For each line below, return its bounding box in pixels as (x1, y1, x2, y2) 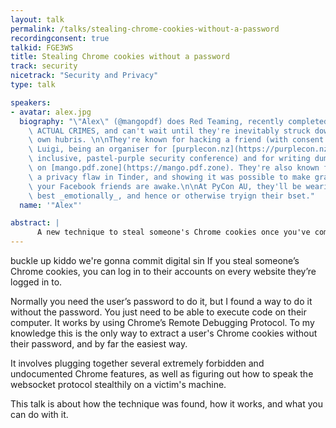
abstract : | (10, 218, 60, 228)
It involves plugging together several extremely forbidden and (10, 357, 265, 369)
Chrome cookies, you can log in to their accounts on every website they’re (10, 266, 317, 277)
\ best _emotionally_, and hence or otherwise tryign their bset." (28, 191, 315, 201)
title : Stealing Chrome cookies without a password (10, 52, 230, 62)
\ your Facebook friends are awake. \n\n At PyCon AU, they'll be (28, 181, 302, 191)
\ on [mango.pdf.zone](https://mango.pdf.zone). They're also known (28, 163, 320, 173)
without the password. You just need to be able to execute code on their (10, 306, 307, 318)
